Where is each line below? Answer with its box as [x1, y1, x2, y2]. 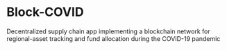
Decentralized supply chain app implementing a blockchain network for [6, 27, 211, 35]
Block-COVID [6, 4, 84, 20]
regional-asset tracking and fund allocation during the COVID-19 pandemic [6, 34, 221, 42]
